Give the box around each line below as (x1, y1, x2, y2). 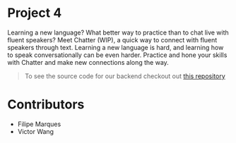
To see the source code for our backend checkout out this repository (24, 72, 225, 80)
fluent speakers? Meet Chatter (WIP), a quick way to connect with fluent (7, 35, 218, 44)
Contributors (7, 97, 85, 113)
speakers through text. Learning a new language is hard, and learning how (7, 43, 224, 51)
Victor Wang (17, 127, 54, 135)
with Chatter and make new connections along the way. (7, 58, 170, 66)
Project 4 (7, 5, 62, 21)
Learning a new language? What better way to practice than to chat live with (7, 28, 230, 37)
